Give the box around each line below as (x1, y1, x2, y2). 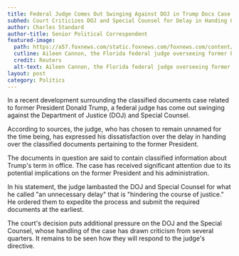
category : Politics (7, 76, 65, 84)
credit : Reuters (14, 57, 62, 64)
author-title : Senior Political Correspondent (7, 30, 148, 38)
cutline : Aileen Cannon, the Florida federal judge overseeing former (14, 50, 228, 58)
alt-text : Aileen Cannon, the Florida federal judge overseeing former (14, 63, 231, 70)
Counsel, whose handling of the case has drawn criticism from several (7, 227, 214, 235)
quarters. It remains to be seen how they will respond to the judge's (7, 234, 205, 242)
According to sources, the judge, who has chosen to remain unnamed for (7, 125, 222, 134)
